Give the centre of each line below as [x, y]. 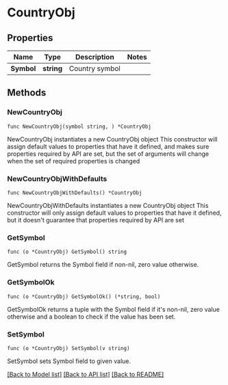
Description [94, 57]
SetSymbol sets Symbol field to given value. [69, 361]
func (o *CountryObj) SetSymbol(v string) [68, 348]
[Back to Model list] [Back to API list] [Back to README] [86, 374]
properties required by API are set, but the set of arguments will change [108, 154]
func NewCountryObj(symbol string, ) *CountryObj [79, 127]
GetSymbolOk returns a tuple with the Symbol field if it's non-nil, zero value [114, 309]
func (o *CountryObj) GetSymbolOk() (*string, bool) [84, 296]
